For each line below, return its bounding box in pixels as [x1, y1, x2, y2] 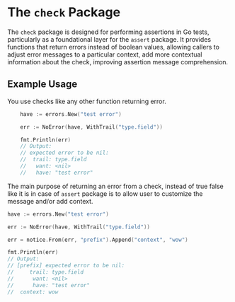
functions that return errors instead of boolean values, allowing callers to [7, 42, 219, 51]
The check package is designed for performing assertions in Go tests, [7, 28, 210, 36]
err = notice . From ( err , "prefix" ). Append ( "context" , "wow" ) [7, 236, 189, 243]
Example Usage [7, 79, 78, 91]
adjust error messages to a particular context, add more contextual [7, 50, 202, 59]
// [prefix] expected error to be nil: [7, 262, 125, 269]
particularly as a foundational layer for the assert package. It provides [7, 35, 211, 43]
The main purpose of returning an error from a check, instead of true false [7, 182, 224, 190]
